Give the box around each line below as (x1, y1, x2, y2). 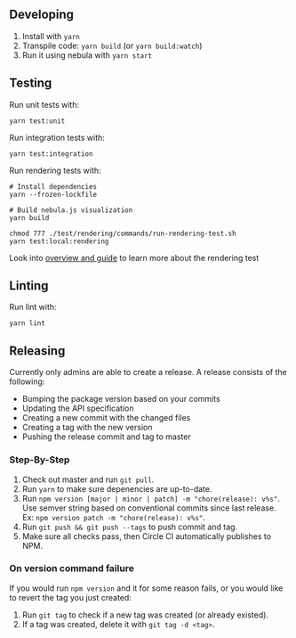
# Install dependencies (9, 182, 98, 191)
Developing (9, 7, 74, 22)
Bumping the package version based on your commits (21, 394, 220, 405)
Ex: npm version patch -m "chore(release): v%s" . (21, 511, 206, 522)
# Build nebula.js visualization (9, 205, 133, 215)
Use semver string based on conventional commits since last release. (21, 503, 277, 513)
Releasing (9, 343, 66, 358)
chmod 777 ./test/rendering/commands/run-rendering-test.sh (9, 229, 237, 238)
